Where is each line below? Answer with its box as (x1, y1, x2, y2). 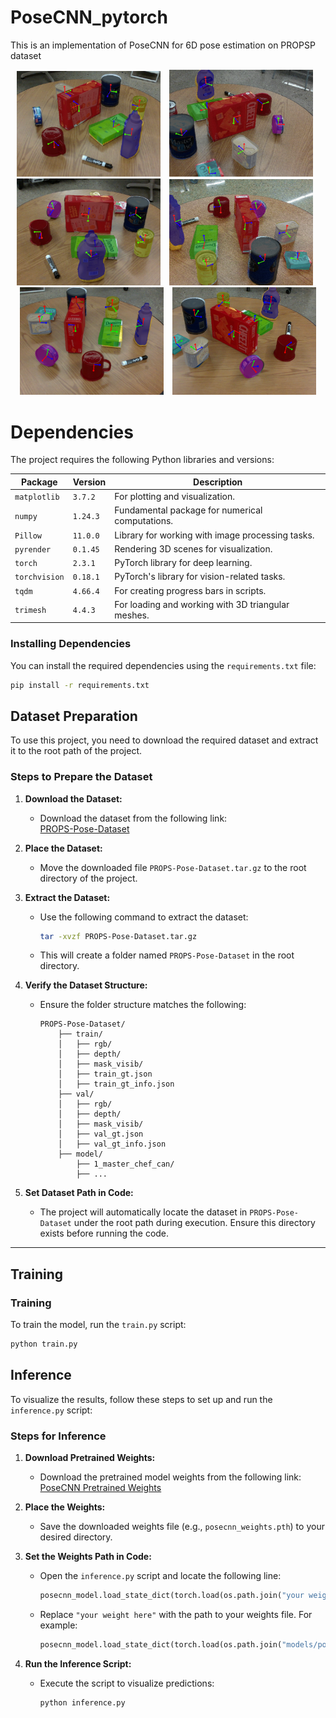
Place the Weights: (24, 1501, 106, 1513)
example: (39, 1619, 78, 1631)
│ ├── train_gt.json (58, 1069, 153, 1080)
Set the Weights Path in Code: (24, 1551, 152, 1563)
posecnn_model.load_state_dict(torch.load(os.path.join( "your (39, 1591, 305, 1601)
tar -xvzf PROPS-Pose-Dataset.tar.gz (39, 931, 198, 941)
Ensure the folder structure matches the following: (39, 999, 247, 1011)
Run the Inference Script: (24, 1657, 132, 1670)
